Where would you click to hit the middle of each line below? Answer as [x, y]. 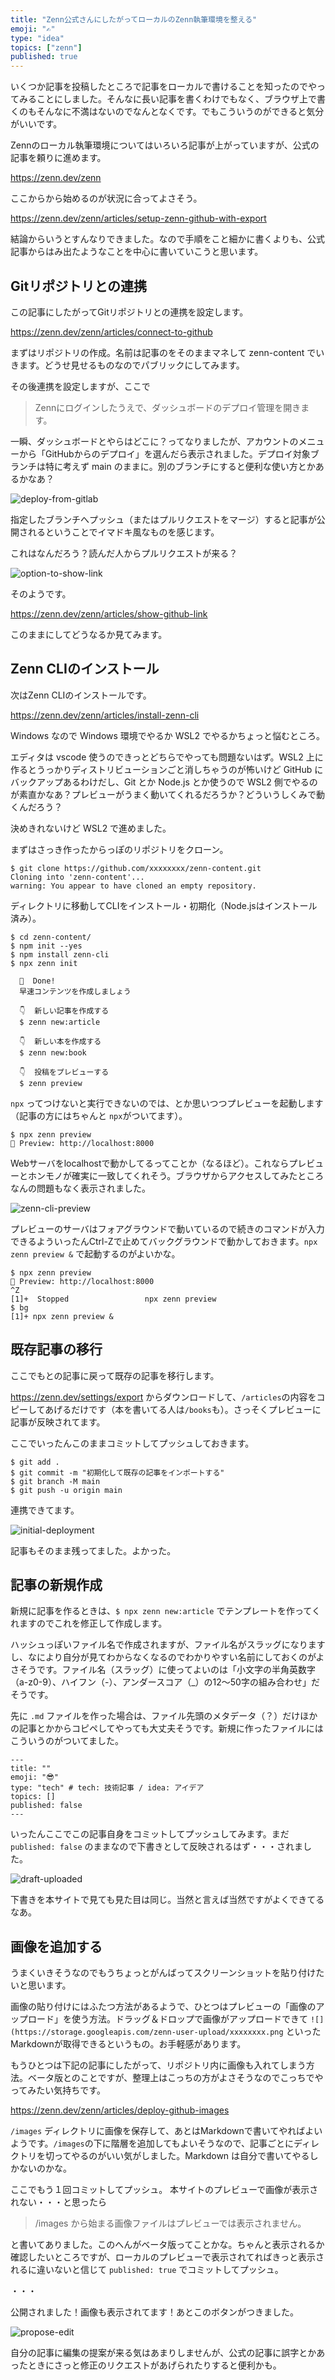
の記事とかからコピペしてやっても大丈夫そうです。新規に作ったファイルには [167, 1728]
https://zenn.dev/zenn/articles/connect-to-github [111, 332]
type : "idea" [37, 38]
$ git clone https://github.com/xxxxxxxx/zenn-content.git [136, 868]
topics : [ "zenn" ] [46, 47]
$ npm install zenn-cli [60, 954]
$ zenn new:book [53, 1052]
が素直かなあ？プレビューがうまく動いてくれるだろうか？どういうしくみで [163, 794]
